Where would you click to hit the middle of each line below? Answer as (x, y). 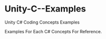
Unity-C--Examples (45, 9)
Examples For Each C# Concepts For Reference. (53, 31)
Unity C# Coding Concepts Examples (42, 22)
